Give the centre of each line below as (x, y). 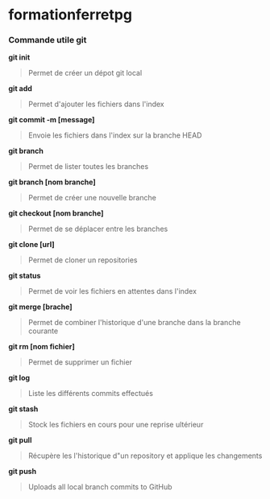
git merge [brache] (40, 307)
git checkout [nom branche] (56, 213)
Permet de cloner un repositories (83, 260)
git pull (20, 440)
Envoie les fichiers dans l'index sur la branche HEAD (115, 135)
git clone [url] (31, 245)
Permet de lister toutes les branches (88, 167)
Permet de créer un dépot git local (85, 73)
